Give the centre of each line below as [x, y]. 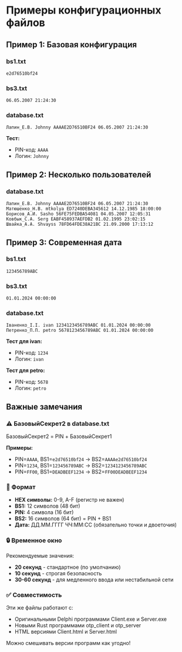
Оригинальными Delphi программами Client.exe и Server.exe [91, 619]
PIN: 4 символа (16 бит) [44, 512]
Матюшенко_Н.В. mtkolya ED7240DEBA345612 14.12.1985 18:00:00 [84, 209]
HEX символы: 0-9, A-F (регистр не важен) [69, 500]
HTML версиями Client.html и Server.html [66, 632]
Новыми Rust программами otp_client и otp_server [78, 625]
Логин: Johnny [32, 156]
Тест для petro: [26, 371]
